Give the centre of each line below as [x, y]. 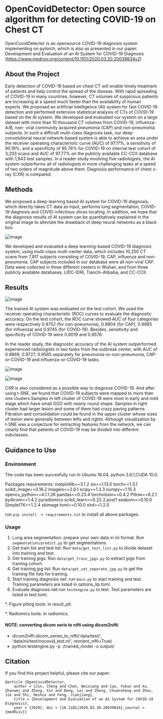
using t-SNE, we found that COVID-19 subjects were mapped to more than [79, 393]
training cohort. [27, 564]
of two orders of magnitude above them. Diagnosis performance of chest [78, 169]
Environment [21, 464]
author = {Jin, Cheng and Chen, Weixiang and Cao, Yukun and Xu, [81, 687]
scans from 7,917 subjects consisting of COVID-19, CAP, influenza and [75, 256]
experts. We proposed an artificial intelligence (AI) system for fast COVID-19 [81, 106]
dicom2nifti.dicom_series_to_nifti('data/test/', [57, 635]
